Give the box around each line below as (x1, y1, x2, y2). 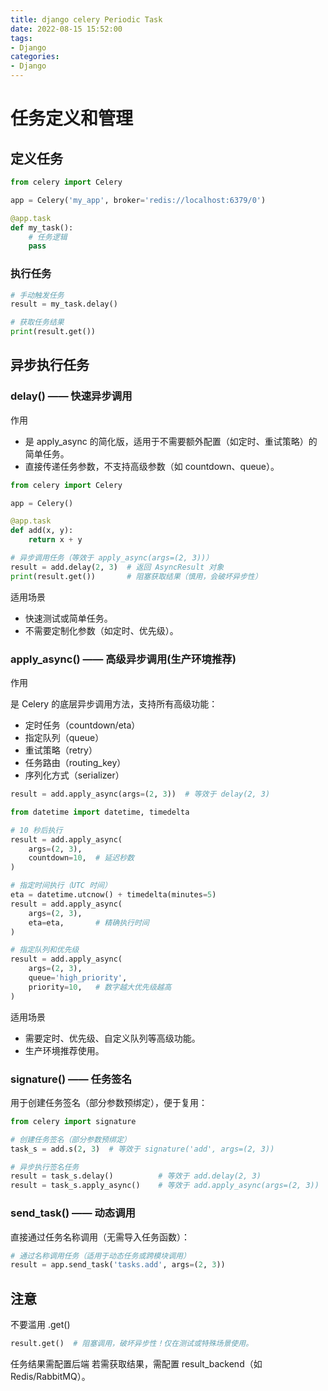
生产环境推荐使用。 (24, 1044, 105, 1056)
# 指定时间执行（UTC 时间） (10, 881, 112, 891)
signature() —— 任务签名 (10, 1072, 133, 1086)
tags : (10, 33, 33, 43)
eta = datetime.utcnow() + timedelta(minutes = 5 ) (10, 890, 217, 900)
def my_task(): (10, 222, 74, 233)
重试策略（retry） (24, 744, 98, 756)
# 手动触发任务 (10, 290, 65, 300)
